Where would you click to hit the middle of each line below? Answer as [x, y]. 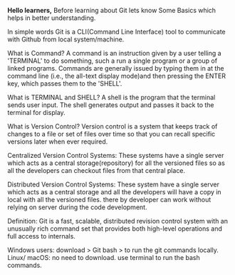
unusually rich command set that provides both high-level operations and [115, 229]
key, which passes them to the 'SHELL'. [65, 84]
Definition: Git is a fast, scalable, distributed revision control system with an [117, 221]
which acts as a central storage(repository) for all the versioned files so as [116, 163]
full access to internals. [42, 236]
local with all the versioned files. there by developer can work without [109, 200]
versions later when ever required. [58, 141]
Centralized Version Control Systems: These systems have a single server [116, 155]
